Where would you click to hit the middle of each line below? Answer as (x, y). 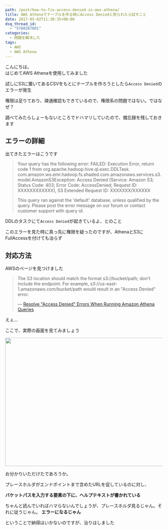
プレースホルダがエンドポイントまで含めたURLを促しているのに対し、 (77, 484)
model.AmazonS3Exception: (46, 180)
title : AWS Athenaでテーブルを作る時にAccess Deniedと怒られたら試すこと (76, 15)
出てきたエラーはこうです (31, 154)
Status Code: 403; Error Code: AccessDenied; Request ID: (77, 185)
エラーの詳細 (25, 141)
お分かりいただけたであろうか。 (38, 474)
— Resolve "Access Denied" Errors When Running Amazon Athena (86, 304)
